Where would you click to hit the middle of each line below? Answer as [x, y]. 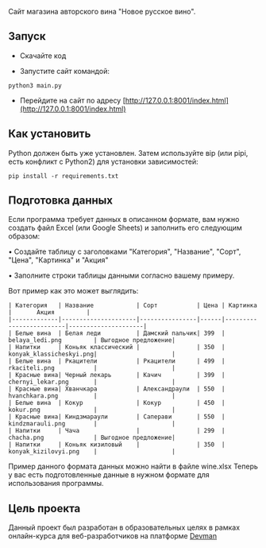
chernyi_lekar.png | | [92, 382]
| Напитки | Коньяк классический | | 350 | [117, 348]
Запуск [27, 36]
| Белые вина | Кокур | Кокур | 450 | [117, 403]
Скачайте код [43, 56]
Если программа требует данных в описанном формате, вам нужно [124, 220]
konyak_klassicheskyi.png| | [92, 354]
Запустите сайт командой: [64, 71]
